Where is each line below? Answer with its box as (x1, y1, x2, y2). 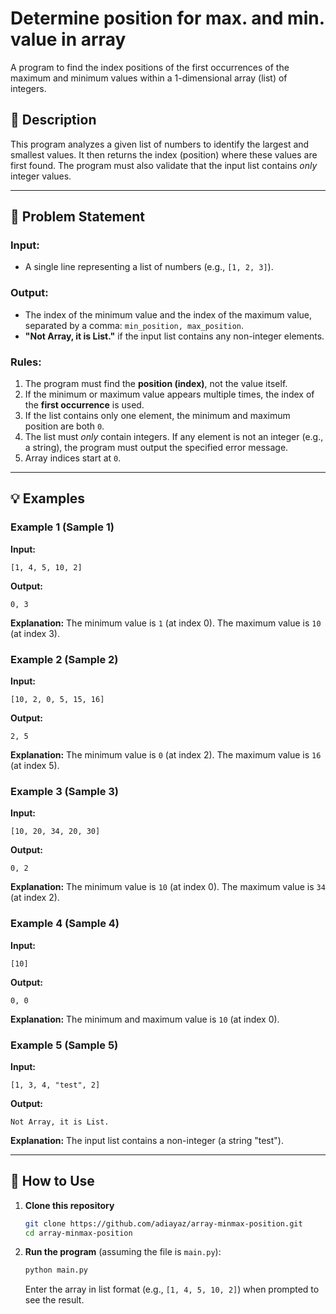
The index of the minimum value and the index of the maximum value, (24, 308, 312, 321)
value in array (10, 28, 127, 51)
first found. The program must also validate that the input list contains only (10, 159, 318, 171)
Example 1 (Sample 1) (10, 520, 115, 534)
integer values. (10, 170, 72, 182)
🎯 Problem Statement (10, 208, 146, 226)
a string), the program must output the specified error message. (24, 442, 289, 454)
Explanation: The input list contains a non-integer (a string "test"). (10, 1134, 284, 1146)
